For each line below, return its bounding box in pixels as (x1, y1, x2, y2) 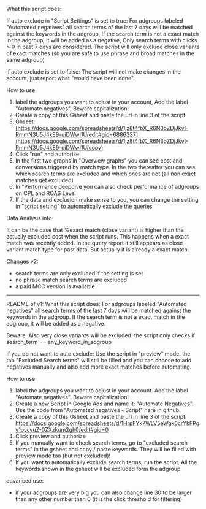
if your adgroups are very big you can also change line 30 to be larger (15, 489, 192, 496)
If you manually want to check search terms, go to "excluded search (15, 439, 188, 446)
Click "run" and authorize (15, 150, 80, 158)
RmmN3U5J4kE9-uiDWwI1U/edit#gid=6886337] (15, 131, 139, 138)
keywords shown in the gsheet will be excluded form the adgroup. (15, 465, 183, 472)
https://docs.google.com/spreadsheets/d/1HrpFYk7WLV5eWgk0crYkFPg (15, 419, 200, 427)
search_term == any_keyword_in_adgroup (6, 339, 112, 345)
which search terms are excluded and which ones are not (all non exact (15, 170, 196, 177)
